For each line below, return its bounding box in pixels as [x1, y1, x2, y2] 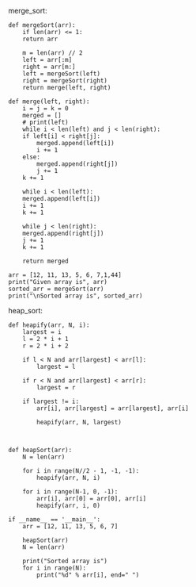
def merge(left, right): [8, 98, 90, 106]
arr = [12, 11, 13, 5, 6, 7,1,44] [8, 271, 122, 279]
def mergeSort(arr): [8, 21, 77, 29]
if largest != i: [22, 397, 80, 405]
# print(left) [22, 118, 69, 126]
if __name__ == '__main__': [8, 516, 101, 524]
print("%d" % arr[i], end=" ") [36, 571, 140, 579]
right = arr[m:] [22, 63, 77, 71]
